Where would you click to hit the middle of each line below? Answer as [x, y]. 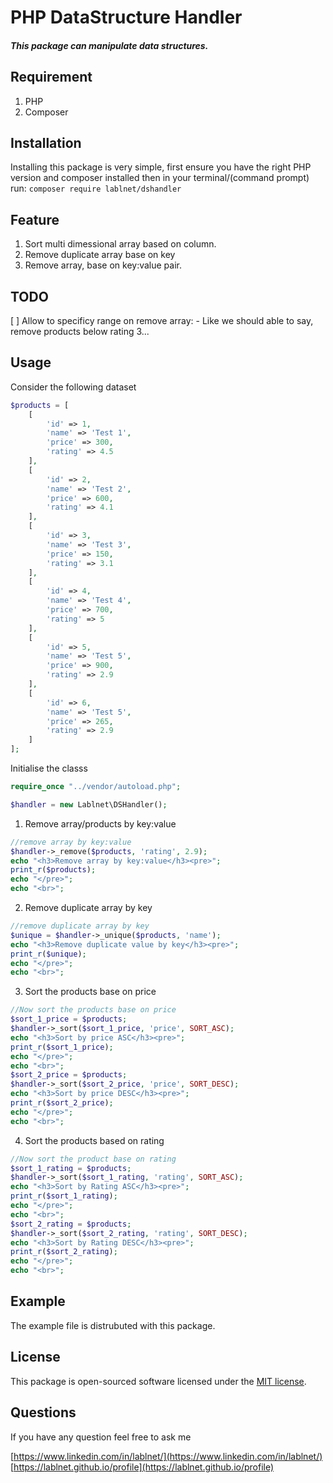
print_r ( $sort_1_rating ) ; [64, 1196]
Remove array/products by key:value [100, 823]
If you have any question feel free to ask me [101, 1437]
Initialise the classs [49, 768]
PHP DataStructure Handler [126, 17]
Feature [35, 219]
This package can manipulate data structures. [109, 45]
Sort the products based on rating [94, 1140]
